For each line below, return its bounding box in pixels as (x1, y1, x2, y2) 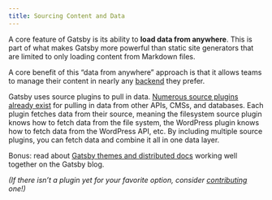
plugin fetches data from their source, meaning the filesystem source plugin (8, 109, 262, 119)
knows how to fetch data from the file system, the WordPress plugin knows (8, 117, 260, 127)
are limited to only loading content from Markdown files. (8, 51, 196, 61)
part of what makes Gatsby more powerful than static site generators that (8, 42, 254, 53)
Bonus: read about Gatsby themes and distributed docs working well (8, 150, 238, 160)
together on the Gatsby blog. (8, 159, 105, 169)
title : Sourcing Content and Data (8, 11, 126, 20)
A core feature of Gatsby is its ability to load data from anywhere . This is (8, 34, 253, 44)
